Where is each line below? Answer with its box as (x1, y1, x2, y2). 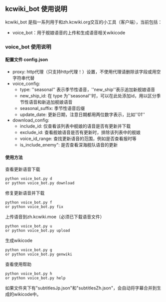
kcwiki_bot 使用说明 (5, 4, 67, 13)
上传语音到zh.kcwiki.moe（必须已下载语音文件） (5, 214, 105, 220)
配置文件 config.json (5, 56, 48, 62)
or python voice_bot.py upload (5, 228, 70, 233)
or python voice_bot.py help (5, 275, 66, 281)
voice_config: (12, 80, 40, 86)
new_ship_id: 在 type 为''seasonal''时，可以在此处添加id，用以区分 (19, 92, 157, 98)
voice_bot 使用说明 (5, 43, 51, 50)
